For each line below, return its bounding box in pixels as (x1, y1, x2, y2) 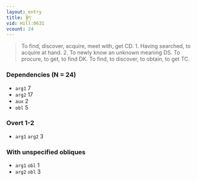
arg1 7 (15, 84, 32, 92)
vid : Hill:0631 (6, 20, 45, 26)
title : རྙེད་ (6, 15, 32, 21)
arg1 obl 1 (15, 162, 40, 169)
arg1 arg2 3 (15, 132, 44, 140)
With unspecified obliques (6, 148, 86, 156)
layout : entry (6, 9, 42, 15)
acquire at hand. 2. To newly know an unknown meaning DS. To (21, 49, 181, 56)
